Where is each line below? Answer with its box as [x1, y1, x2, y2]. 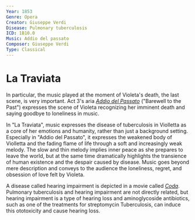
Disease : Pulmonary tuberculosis [6, 25, 88, 31]
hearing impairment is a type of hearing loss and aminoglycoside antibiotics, [6, 194, 190, 202]
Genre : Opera [6, 14, 38, 20]
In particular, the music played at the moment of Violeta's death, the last [6, 91, 179, 98]
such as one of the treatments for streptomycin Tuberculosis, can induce [6, 201, 181, 208]
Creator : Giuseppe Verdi [6, 19, 67, 25]
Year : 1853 [6, 8, 33, 15]
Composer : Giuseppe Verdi [6, 42, 69, 47]
